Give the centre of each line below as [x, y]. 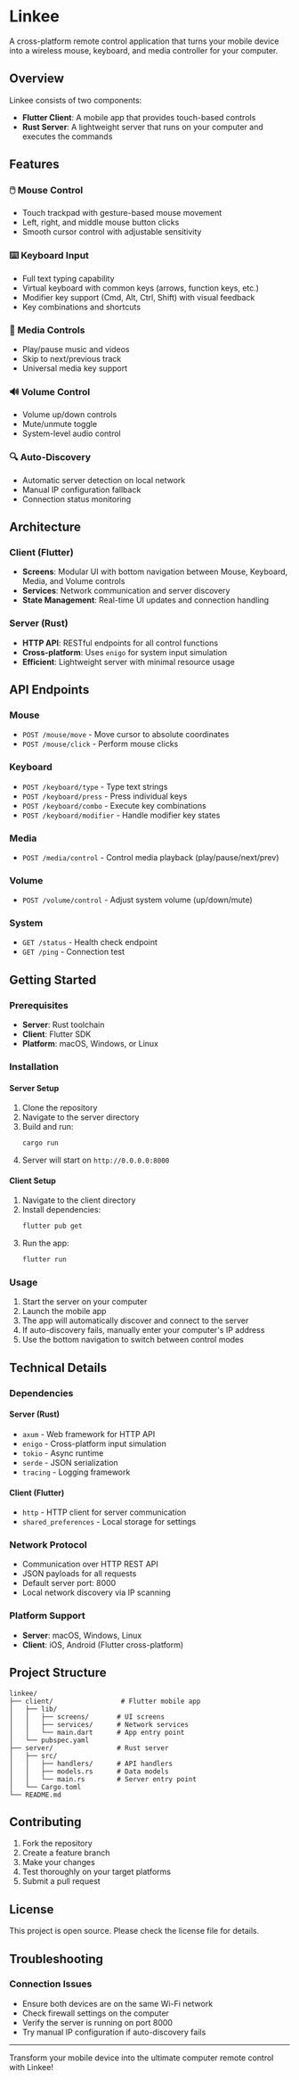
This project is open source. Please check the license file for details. [134, 1931]
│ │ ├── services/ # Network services [99, 1724]
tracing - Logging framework [76, 1472]
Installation [34, 1067]
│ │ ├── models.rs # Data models [89, 1772]
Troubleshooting [57, 1959]
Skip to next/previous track [72, 359]
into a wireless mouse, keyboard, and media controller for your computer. [144, 50]
